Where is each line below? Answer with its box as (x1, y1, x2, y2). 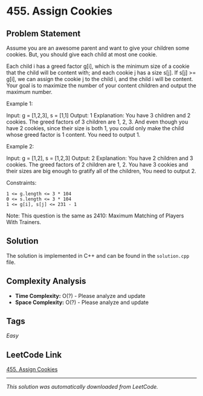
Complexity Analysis (6, 276, 86, 286)
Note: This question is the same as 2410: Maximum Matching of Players (6, 212, 184, 219)
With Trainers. (6, 219, 41, 225)
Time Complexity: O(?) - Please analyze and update (14, 292, 146, 299)
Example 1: (6, 100, 33, 107)
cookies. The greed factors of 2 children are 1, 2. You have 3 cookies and (6, 161, 188, 168)
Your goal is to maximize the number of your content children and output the (6, 82, 196, 89)
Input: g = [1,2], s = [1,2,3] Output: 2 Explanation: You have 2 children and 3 (6, 154, 193, 162)
